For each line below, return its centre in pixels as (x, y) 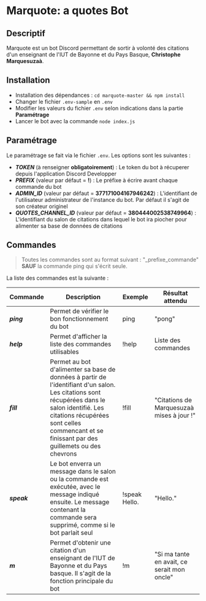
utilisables (64, 352)
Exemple (135, 297)
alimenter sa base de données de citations (69, 226)
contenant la (68, 510)
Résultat (175, 293)
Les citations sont (75, 392)
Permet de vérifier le (79, 312)
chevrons (63, 454)
